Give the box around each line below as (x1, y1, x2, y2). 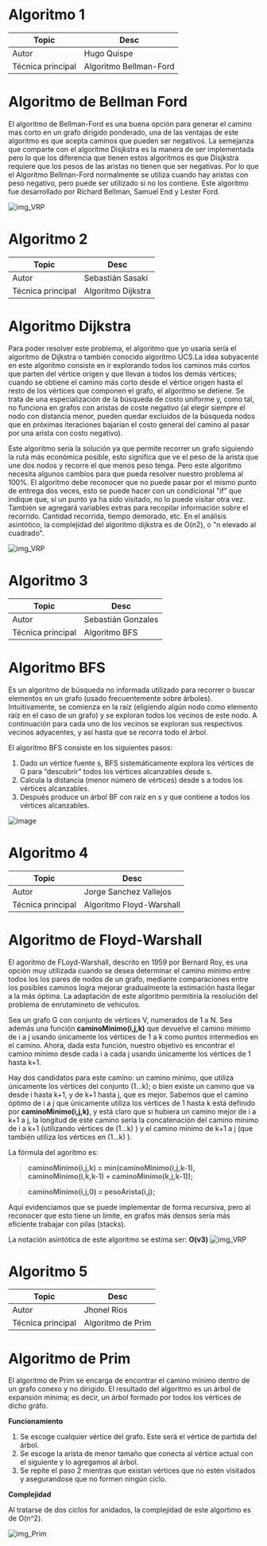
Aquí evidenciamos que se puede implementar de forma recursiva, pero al (8, 1202, 251, 1211)
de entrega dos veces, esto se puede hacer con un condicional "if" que (8, 486, 242, 495)
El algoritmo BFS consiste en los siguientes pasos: (8, 742, 173, 752)
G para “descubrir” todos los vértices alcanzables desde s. (19, 766, 213, 776)
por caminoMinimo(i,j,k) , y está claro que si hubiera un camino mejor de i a (8, 1106, 257, 1116)
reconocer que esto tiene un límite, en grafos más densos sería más (8, 1211, 230, 1220)
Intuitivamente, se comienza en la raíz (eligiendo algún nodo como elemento (8, 702, 258, 711)
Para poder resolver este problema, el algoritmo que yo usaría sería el (8, 343, 237, 353)
